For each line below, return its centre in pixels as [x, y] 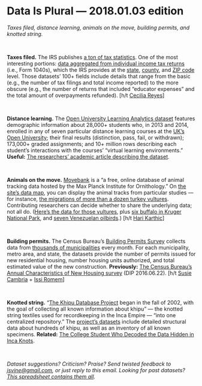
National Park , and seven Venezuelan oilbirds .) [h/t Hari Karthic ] [86, 218]
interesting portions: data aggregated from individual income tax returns [96, 63]
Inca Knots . [21, 341]
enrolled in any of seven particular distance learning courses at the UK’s [96, 131]
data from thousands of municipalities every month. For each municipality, [99, 247]
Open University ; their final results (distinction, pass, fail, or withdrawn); [96, 137]
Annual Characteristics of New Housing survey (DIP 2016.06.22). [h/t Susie [99, 273]
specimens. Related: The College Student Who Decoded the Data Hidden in [100, 334]
